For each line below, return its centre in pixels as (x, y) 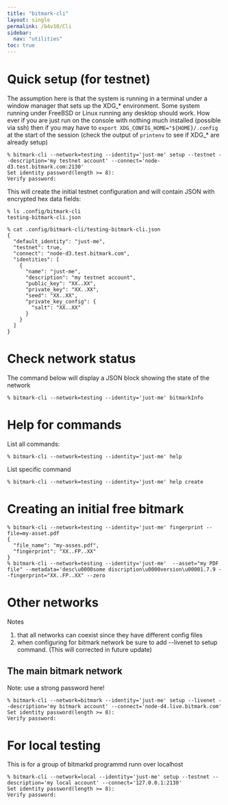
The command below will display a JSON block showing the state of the (109, 378)
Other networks (53, 602)
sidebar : (20, 33)
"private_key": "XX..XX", (62, 289)
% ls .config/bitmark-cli (44, 211)
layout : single (29, 20)
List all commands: (34, 444)
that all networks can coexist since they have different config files (110, 635)
